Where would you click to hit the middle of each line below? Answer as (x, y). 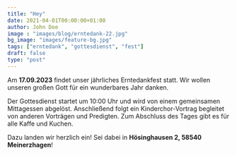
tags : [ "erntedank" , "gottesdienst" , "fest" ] (75, 47)
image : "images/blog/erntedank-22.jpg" (68, 34)
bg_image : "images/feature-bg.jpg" (60, 40)
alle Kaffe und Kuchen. (40, 124)
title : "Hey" (27, 14)
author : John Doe (33, 27)
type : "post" (27, 60)
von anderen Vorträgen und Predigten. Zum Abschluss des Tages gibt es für (118, 116)
